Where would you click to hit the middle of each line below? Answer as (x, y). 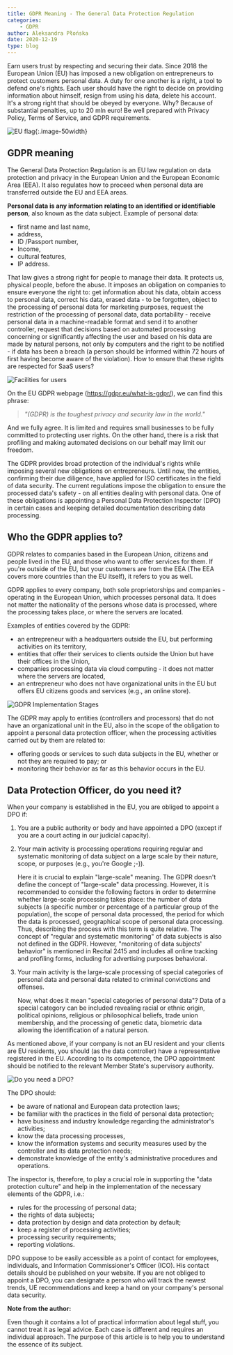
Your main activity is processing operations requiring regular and (110, 849)
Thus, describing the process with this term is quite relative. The (109, 929)
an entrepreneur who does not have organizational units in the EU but (117, 683)
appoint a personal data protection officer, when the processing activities (112, 732)
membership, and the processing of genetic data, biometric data (110, 1023)
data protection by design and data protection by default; (99, 1222)
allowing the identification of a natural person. (83, 1030)
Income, (29, 249)
